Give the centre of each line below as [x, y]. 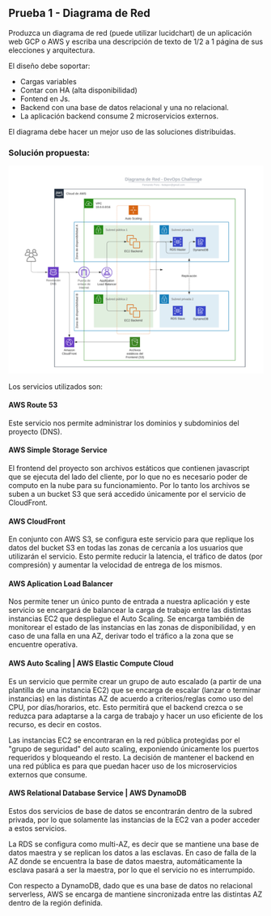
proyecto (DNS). [36, 431]
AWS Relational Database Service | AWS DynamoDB [97, 793]
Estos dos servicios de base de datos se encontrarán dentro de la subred [131, 811]
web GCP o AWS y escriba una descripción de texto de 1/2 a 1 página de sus [136, 41]
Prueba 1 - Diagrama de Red [80, 13]
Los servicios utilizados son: [56, 386]
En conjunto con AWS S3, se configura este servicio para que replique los [131, 539]
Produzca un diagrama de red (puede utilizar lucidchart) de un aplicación [130, 32]
